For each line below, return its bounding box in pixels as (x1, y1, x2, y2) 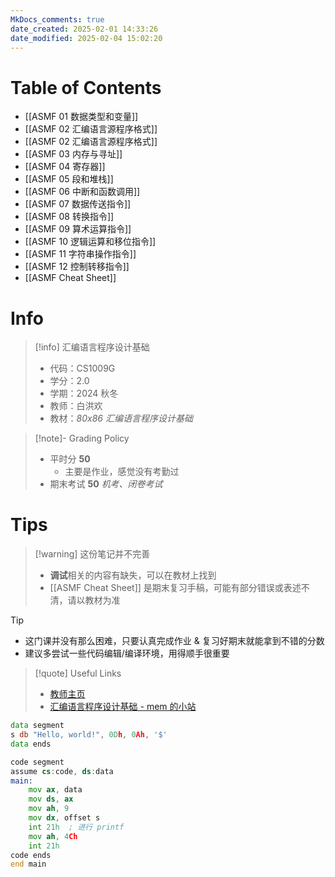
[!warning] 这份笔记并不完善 (34, 548, 151, 560)
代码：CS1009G (49, 362, 116, 375)
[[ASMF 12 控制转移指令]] (24, 261, 130, 273)
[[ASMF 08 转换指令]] (24, 211, 115, 223)
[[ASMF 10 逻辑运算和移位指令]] (24, 236, 157, 248)
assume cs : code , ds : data (10, 766, 114, 776)
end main (10, 859, 47, 870)
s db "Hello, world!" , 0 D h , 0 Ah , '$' (10, 730, 168, 740)
